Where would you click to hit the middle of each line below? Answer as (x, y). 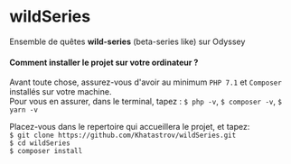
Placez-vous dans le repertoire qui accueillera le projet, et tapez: (130, 127)
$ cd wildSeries (40, 143)
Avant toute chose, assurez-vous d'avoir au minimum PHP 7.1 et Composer (145, 82)
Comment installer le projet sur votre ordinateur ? (104, 62)
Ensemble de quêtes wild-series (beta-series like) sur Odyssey (127, 41)
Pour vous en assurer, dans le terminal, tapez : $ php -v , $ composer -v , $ (146, 102)
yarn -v (24, 110)
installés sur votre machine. (61, 92)
